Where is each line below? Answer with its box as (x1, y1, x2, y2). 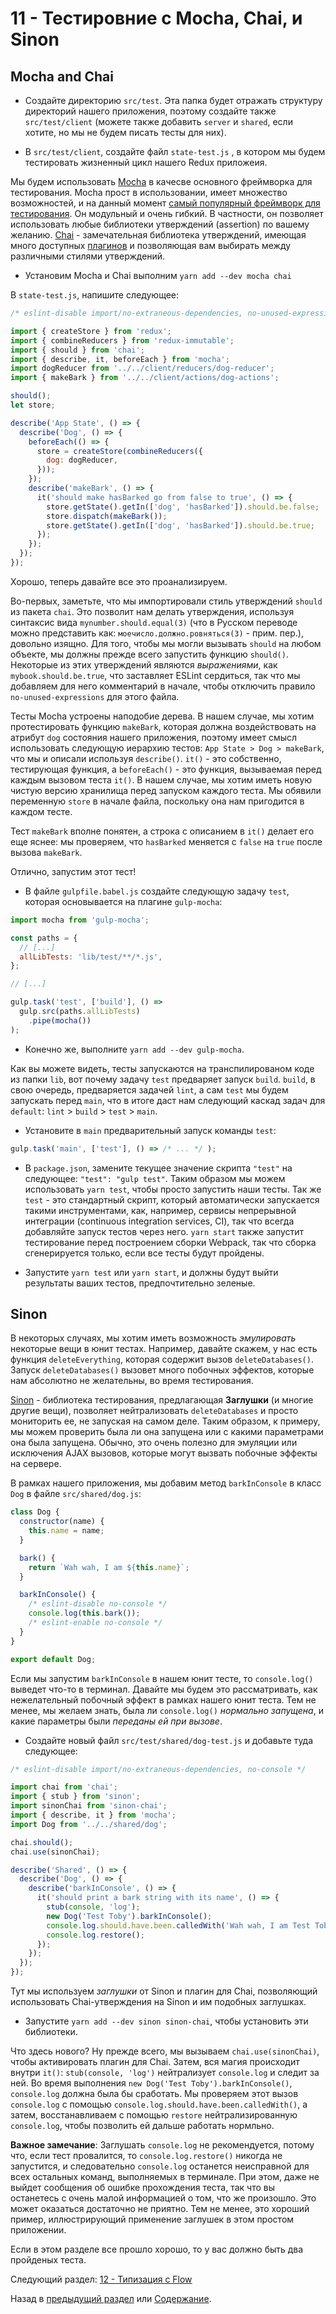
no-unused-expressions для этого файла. (10, 690, 180, 702)
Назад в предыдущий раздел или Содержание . (10, 2293, 212, 2305)
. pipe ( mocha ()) (28, 1015, 92, 1026)
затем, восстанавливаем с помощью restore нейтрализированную (10, 2109, 298, 2121)
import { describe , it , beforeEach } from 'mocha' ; (10, 354, 230, 364)
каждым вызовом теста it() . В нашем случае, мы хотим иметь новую (10, 773, 313, 786)
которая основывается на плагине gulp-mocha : (24, 895, 223, 907)
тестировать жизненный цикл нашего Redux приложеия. (24, 157, 268, 168)
